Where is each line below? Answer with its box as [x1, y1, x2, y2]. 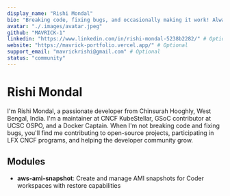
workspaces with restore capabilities [16, 181, 121, 189]
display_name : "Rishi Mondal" [7, 10, 94, 17]
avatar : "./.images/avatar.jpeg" [7, 23, 103, 29]
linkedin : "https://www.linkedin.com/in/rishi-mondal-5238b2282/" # [7, 36, 207, 42]
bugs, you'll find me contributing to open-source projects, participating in [7, 128, 214, 137]
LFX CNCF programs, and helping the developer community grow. [7, 136, 194, 144]
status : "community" [7, 55, 66, 62]
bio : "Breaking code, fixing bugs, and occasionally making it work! [7, 16, 210, 23]
